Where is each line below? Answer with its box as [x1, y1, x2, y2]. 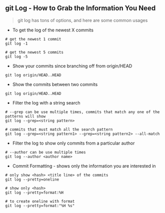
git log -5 [5, 54, 28, 59]
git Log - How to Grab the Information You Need [5, 4, 156, 12]
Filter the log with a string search [12, 99, 80, 105]
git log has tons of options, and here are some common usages [17, 17, 148, 23]
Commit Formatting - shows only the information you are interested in [12, 162, 156, 169]
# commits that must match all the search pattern [5, 127, 113, 132]
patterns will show [5, 113, 46, 119]
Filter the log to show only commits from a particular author [12, 140, 135, 146]
